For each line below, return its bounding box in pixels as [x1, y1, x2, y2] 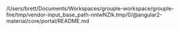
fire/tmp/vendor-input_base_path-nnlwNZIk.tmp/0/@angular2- [6, 11, 162, 18]
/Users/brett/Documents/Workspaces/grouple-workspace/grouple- [6, 5, 174, 12]
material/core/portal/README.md [6, 18, 89, 24]
